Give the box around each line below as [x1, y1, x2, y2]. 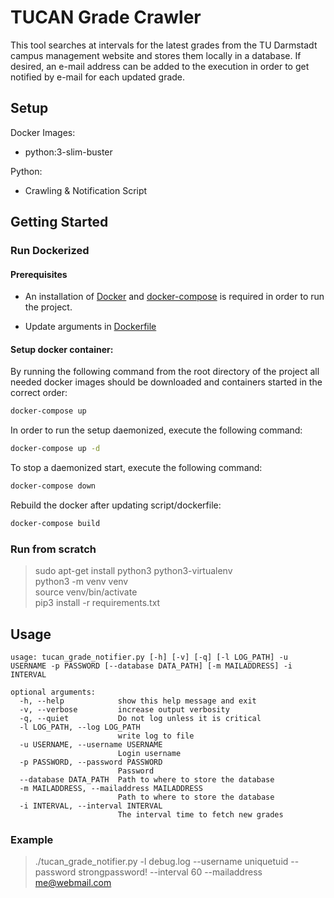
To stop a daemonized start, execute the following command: [10, 462, 263, 474]
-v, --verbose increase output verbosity [19, 705, 230, 715]
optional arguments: [10, 687, 97, 698]
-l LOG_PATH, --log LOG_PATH [19, 722, 141, 733]
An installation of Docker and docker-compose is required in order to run [24, 291, 325, 303]
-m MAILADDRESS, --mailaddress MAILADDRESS [19, 784, 203, 794]
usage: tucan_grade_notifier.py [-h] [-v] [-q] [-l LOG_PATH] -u [10, 652, 288, 663]
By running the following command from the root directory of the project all [10, 366, 320, 378]
